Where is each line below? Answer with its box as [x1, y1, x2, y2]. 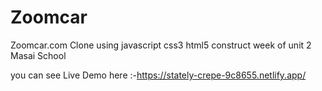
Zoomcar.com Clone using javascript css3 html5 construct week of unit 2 [10, 39, 312, 51]
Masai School [10, 49, 67, 61]
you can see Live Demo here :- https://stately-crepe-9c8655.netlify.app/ [10, 69, 307, 81]
